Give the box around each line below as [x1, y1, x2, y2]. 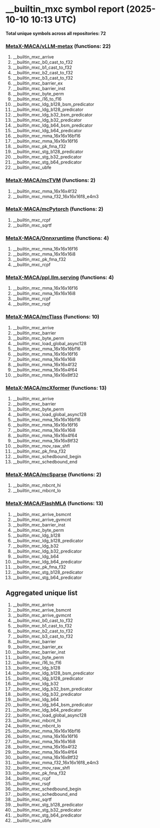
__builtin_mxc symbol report [5, 3, 124, 15]
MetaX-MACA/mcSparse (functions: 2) [5, 471, 102, 478]
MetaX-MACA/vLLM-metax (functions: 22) [5, 43, 111, 50]
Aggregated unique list [5, 589, 78, 597]
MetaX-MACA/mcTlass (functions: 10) [5, 313, 100, 320]
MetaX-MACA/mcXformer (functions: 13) [5, 384, 107, 391]
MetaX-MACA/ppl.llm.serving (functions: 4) [5, 274, 114, 281]
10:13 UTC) [31, 14, 77, 25]
